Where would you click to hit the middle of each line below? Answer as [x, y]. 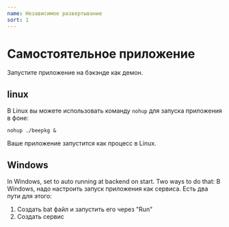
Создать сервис [41, 217]
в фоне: [18, 118]
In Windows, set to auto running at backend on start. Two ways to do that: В [114, 182]
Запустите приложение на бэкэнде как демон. [75, 73]
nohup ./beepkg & [32, 131]
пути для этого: [30, 196]
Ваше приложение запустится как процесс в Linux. [82, 143]
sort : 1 [18, 20]
